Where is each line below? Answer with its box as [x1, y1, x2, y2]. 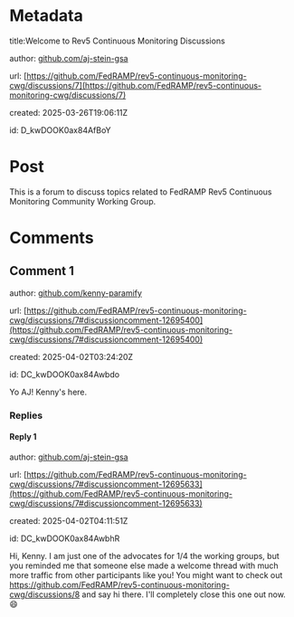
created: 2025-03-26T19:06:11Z [9, 107, 128, 118]
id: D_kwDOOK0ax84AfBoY [9, 124, 111, 136]
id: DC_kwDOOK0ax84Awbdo [9, 368, 120, 380]
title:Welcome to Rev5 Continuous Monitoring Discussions [9, 35, 226, 46]
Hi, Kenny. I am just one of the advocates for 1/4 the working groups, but [9, 551, 280, 561]
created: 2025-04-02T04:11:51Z [9, 516, 128, 526]
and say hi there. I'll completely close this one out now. [81, 589, 287, 600]
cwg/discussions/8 [9, 589, 81, 600]
